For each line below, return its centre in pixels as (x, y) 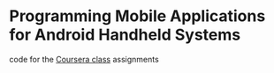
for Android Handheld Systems (125, 35)
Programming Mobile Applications (137, 16)
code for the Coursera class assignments (84, 59)
